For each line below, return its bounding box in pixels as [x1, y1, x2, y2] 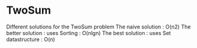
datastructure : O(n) [6, 36, 55, 43]
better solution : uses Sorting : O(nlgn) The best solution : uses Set [6, 29, 171, 36]
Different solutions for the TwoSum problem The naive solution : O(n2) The [6, 23, 191, 30]
